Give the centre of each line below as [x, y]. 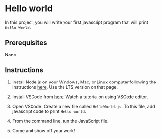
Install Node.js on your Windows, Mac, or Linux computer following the [84, 82]
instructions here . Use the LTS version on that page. [65, 87]
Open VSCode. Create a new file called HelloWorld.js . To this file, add [83, 106]
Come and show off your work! [44, 130]
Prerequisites [26, 43]
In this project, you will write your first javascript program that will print [77, 22]
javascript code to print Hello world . [49, 111]
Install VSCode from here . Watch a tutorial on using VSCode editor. [80, 97]
